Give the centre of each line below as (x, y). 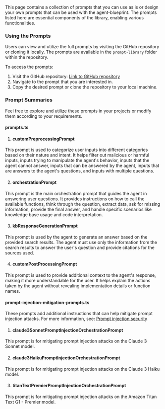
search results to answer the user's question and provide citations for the (80, 247)
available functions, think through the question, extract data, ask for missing (83, 204)
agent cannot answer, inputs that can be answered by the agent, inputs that (82, 165)
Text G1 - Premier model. (30, 402)
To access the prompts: (29, 67)
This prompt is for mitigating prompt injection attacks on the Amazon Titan (81, 397)
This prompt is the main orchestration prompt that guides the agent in (76, 193)
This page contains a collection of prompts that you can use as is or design (82, 7)
